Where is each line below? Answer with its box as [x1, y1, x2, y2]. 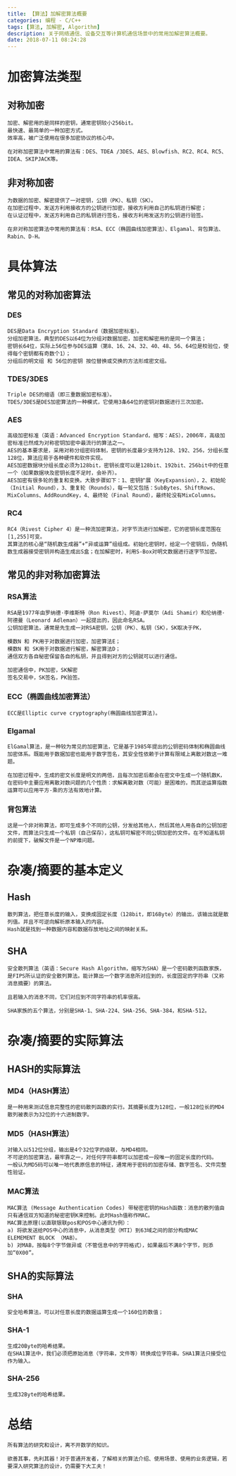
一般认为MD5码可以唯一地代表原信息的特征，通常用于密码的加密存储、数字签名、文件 [7, 1161, 216, 1169]
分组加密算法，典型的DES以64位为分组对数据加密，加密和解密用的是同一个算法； [7, 335, 206, 342]
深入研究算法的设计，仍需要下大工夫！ [12, 1463, 107, 1470]
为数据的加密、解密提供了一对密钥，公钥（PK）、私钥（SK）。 [7, 196, 156, 204]
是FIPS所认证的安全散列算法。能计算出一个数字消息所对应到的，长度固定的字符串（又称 [7, 972, 225, 980]
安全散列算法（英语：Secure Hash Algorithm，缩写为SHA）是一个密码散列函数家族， [7, 965, 225, 972]
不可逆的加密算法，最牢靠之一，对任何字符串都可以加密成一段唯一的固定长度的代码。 [7, 1154, 217, 1161]
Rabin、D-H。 [7, 233, 44, 240]
